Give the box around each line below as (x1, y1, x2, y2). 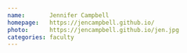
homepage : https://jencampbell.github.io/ (7, 19, 155, 26)
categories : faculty (7, 33, 75, 41)
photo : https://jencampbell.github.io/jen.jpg (7, 26, 179, 34)
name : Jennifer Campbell (7, 11, 110, 19)
